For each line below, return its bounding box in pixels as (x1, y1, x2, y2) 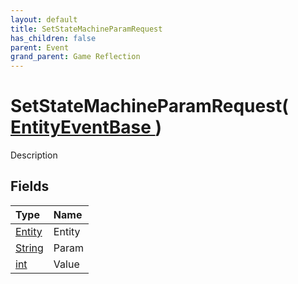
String (15, 241, 44, 255)
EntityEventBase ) (10, 116, 163, 139)
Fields (10, 178, 50, 195)
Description (10, 149, 58, 161)
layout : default (10, 14, 78, 25)
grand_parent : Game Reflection (10, 52, 141, 62)
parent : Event (10, 42, 70, 53)
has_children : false (10, 33, 97, 43)
